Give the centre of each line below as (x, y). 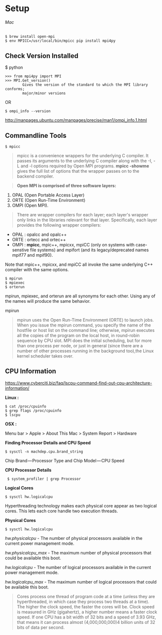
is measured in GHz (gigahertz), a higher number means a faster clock (87, 612)
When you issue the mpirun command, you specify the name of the (84, 325)
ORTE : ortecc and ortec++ (39, 240)
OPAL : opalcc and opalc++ (39, 235)
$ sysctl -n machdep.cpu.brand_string (44, 452)
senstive (20, 250)
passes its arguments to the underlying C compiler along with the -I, (84, 161)
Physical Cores (21, 520)
